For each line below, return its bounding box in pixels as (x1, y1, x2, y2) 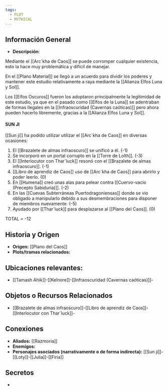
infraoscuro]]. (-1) (12, 164, 49, 170)
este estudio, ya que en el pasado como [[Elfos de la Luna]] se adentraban (5, 99, 159, 105)
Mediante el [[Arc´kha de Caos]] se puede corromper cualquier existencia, (5, 58, 159, 64)
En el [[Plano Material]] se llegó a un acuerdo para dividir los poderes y (5, 73, 152, 79)
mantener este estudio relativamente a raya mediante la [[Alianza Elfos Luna (5, 79, 162, 85)
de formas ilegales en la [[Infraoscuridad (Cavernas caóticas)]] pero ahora (5, 104, 159, 110)
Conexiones (5, 325, 44, 333)
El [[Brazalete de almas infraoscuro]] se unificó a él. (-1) (12, 148, 128, 154)
